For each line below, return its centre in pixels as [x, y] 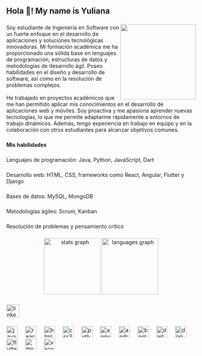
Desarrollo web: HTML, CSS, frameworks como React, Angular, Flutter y [95, 175]
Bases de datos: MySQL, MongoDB [50, 196]
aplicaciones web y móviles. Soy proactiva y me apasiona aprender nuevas [99, 111]
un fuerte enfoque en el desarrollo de [53, 34]
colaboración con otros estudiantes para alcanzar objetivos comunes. [93, 130]
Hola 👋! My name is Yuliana [58, 11]
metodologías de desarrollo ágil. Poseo [55, 66]
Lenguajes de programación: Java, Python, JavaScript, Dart [80, 160]
